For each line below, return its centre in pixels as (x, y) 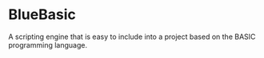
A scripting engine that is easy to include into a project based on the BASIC (132, 37)
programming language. (48, 44)
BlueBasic (42, 15)
